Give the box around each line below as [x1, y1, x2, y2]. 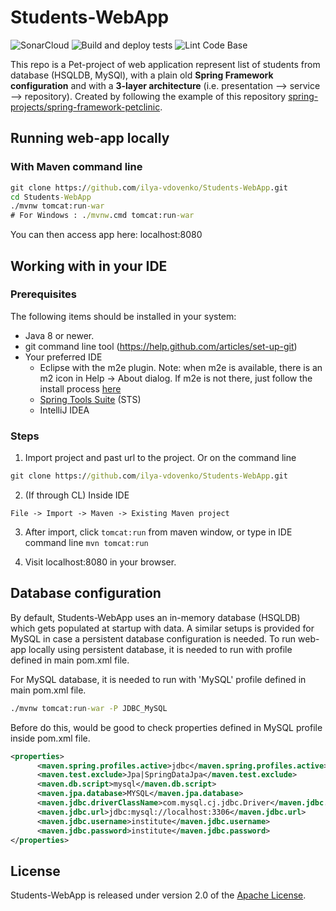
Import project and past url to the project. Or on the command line [24, 452, 297, 464]
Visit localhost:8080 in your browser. [24, 556, 177, 568]
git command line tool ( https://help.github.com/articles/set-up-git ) [24, 340, 298, 352]
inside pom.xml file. [10, 732, 91, 744]
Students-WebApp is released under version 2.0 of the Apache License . [10, 889, 307, 901]
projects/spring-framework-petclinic [10, 101, 161, 113]
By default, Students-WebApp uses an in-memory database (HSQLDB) [10, 611, 301, 623]
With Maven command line [10, 160, 143, 174]
